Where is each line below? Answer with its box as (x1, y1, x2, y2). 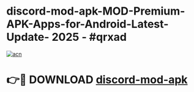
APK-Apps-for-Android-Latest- (6, 17, 169, 31)
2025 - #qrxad (51, 30, 127, 44)
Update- (6, 30, 50, 44)
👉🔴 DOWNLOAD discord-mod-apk (6, 73, 188, 87)
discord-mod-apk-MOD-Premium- (6, 4, 185, 18)
